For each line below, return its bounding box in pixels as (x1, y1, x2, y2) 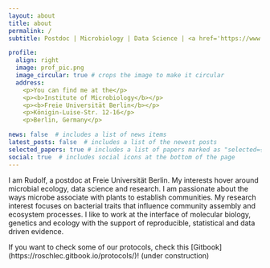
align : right (15, 56, 59, 64)
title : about (8, 19, 52, 27)
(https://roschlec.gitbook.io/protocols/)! (8, 250, 139, 260)
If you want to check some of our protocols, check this (8, 242, 190, 252)
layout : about (8, 11, 56, 20)
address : (15, 78, 45, 87)
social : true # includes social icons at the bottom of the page (8, 153, 235, 161)
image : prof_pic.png (15, 64, 84, 72)
